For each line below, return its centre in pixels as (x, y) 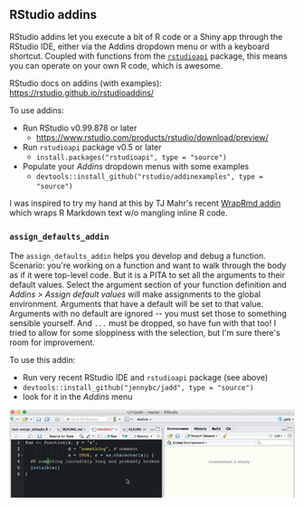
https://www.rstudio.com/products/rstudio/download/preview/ (152, 137)
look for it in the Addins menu (77, 397)
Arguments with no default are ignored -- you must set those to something (148, 314)
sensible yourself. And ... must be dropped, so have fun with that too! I (143, 323)
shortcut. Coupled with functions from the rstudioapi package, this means (148, 56)
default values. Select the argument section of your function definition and (148, 285)
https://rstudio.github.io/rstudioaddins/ (82, 92)
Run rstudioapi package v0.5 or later (92, 147)
